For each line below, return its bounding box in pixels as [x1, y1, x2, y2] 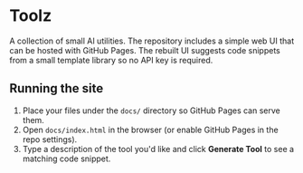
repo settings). [22, 133, 78, 145]
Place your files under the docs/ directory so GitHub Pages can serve [22, 105, 280, 116]
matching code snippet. [22, 153, 111, 164]
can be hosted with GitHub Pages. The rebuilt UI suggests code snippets [9, 44, 280, 55]
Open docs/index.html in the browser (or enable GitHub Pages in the [22, 124, 279, 135]
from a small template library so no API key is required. [9, 54, 213, 65]
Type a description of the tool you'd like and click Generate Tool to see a [22, 143, 295, 154]
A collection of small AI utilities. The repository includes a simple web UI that [9, 35, 295, 46]
